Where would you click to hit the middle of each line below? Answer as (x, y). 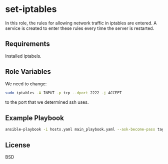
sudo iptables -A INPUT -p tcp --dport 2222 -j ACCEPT (63, 93)
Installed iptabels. (23, 56)
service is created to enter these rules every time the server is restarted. (80, 28)
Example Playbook (34, 118)
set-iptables (31, 9)
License (18, 145)
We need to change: (26, 84)
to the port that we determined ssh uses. (47, 102)
